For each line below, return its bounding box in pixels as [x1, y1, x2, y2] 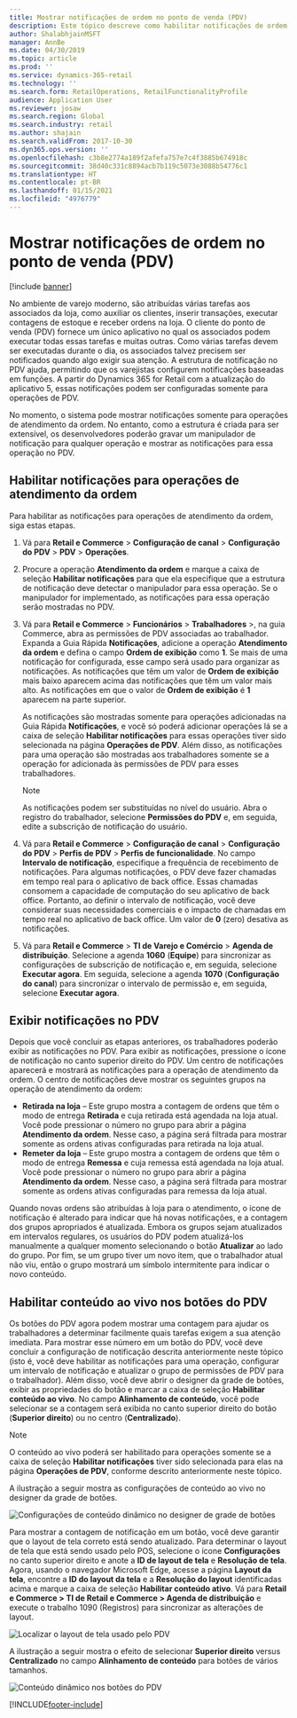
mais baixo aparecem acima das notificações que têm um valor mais [21, 675, 273, 686]
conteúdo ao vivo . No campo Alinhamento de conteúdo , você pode [9, 1394, 260, 1405]
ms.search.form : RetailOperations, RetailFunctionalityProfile [9, 87, 248, 96]
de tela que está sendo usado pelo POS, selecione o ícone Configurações [9, 1546, 281, 1556]
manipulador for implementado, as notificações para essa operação [21, 592, 270, 603]
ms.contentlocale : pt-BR [9, 178, 101, 187]
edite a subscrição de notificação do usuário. [21, 821, 188, 831]
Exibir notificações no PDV [9, 1013, 160, 1028]
